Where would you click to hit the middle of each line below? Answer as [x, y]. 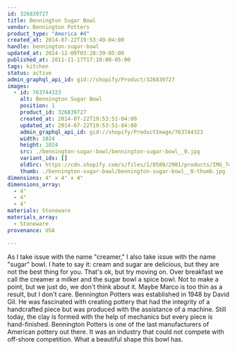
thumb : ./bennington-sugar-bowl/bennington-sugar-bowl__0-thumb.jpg [123, 171]
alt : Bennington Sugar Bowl [61, 99]
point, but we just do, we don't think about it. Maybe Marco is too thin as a [115, 286]
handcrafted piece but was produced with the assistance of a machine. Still [117, 309]
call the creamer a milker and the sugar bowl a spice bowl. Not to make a [113, 279]
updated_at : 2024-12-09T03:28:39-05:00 [66, 54]
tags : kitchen [28, 66]
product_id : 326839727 [53, 112]
